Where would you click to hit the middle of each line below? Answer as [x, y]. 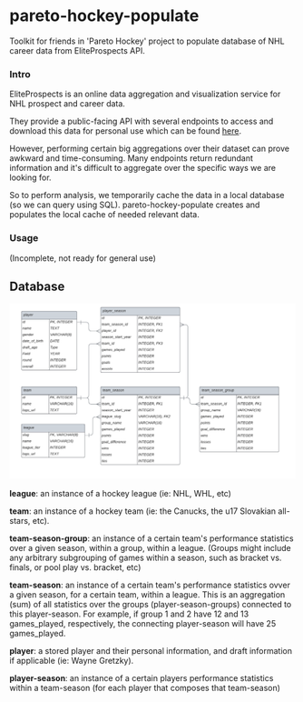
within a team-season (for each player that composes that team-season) [145, 687]
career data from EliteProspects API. [77, 50]
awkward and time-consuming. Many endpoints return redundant [132, 158]
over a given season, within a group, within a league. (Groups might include [151, 547]
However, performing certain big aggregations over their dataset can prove [150, 149]
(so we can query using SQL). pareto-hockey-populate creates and [135, 205]
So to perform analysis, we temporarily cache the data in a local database [147, 196]
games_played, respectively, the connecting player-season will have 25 [143, 623]
